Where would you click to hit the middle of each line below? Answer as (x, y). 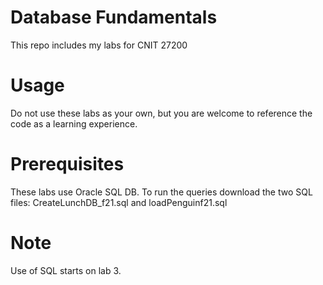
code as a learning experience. (74, 123)
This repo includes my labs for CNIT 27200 (99, 45)
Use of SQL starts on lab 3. (66, 270)
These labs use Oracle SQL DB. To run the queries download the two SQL (161, 192)
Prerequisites (67, 164)
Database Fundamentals (114, 17)
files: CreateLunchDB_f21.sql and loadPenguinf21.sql (119, 202)
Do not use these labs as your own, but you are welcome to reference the (161, 113)
